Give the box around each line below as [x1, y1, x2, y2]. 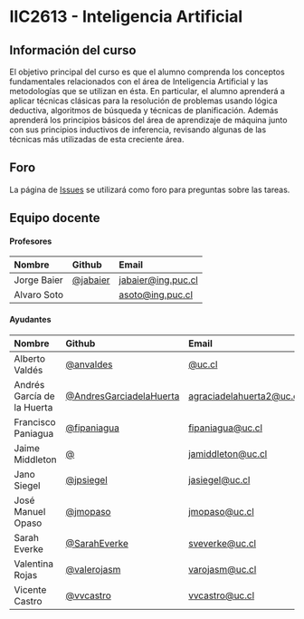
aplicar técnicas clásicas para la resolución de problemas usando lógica [9, 95, 278, 106]
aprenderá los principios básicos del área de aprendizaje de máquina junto [9, 115, 288, 125]
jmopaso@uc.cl [188, 505, 255, 517]
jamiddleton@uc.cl [188, 447, 268, 459]
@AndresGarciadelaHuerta [65, 390, 180, 402]
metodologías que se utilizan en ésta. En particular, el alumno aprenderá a [9, 86, 285, 96]
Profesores [9, 236, 52, 247]
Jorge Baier [14, 274, 63, 286]
